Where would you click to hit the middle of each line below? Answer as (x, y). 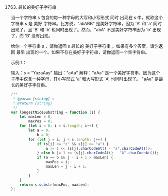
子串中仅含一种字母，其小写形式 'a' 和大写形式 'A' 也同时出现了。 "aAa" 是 (85, 79)
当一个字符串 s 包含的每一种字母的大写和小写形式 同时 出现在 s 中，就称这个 (87, 18)
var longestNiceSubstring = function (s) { (56, 112)
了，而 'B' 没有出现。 (32, 36)
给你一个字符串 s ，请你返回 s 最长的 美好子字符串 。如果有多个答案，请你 (85, 46)
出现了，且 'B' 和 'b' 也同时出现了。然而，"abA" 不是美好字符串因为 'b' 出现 (86, 30)
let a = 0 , (39, 130)
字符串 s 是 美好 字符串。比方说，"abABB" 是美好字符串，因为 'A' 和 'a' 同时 (86, 24)
